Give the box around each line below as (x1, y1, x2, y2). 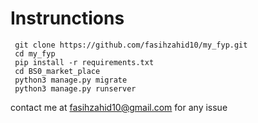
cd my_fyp (14, 48, 56, 59)
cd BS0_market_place (14, 66, 101, 76)
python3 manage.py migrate (14, 75, 128, 85)
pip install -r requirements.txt (14, 57, 155, 67)
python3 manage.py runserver (14, 83, 137, 94)
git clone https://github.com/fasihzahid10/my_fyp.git (14, 40, 248, 50)
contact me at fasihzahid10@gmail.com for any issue (10, 101, 228, 113)
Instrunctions (10, 7, 125, 30)
